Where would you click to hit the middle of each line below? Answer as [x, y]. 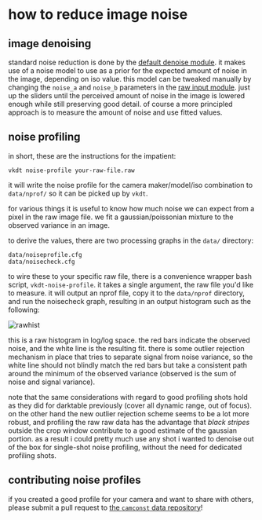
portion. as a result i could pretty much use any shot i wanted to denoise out [131, 438]
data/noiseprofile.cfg [45, 255]
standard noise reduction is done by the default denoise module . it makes [127, 62]
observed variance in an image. [59, 225]
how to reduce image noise [98, 15]
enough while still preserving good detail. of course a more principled [120, 104]
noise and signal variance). [52, 382]
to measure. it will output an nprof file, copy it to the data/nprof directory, [127, 293]
